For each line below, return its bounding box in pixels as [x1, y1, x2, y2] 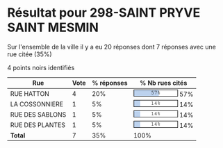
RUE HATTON [10, 89, 50, 98]
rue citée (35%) [7, 50, 52, 58]
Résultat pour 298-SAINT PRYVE [7, 5, 201, 21]
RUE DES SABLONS [10, 110, 67, 119]
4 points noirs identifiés [7, 63, 75, 72]
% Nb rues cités [140, 79, 188, 88]
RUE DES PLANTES [10, 121, 66, 129]
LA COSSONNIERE [10, 99, 64, 108]
